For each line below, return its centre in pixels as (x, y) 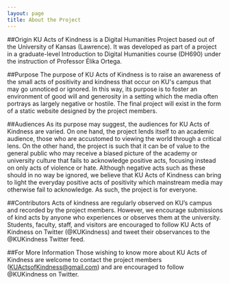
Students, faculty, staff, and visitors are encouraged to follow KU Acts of (109, 224)
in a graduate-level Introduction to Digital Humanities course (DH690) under (114, 54)
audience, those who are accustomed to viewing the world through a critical (114, 138)
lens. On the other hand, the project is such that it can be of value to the (108, 146)
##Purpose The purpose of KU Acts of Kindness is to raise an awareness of (114, 74)
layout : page (26, 13)
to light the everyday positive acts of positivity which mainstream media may (115, 182)
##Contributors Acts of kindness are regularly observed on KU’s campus (110, 203)
